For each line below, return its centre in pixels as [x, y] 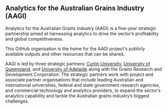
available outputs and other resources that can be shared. [65, 54]
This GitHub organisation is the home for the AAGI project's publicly [75, 48]
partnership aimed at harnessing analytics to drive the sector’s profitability [82, 33]
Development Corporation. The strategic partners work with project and [79, 74]
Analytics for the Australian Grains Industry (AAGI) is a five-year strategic [81, 28]
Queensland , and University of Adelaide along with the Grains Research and [83, 69]
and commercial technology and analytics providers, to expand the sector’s [83, 90]
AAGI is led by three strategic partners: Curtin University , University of [78, 64]
